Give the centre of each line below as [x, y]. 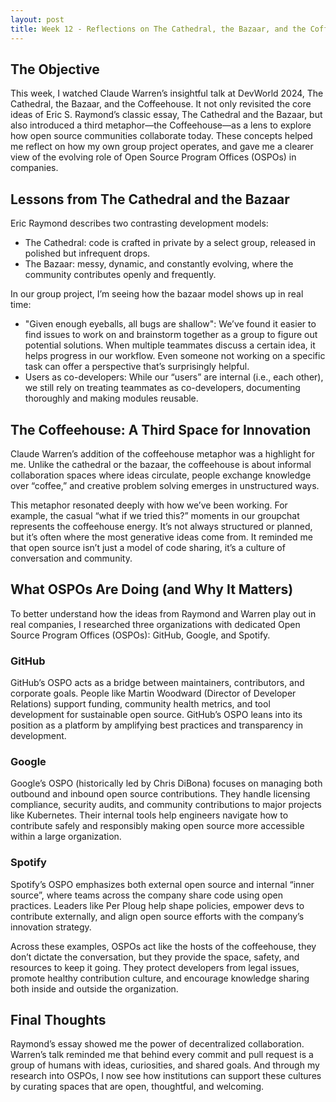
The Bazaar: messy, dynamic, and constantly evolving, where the [159, 264]
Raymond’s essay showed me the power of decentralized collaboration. [157, 1044]
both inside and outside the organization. [94, 988]
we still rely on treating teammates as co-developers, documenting [162, 388]
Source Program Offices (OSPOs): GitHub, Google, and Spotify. [140, 635]
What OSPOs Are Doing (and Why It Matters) [152, 589]
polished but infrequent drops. [87, 253]
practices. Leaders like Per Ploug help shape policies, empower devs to [157, 905]
